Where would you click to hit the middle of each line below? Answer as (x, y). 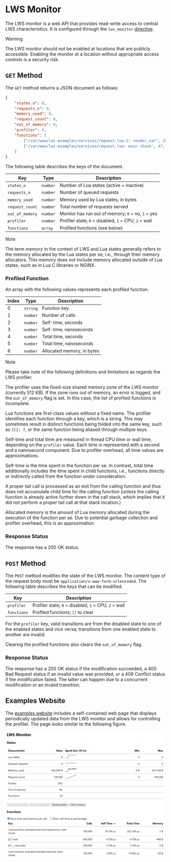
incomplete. (18, 403)
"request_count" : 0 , (36, 119)
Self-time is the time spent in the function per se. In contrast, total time (79, 466)
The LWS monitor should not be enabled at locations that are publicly (78, 48)
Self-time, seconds (62, 322)
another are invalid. (25, 634)
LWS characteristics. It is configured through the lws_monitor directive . (80, 29)
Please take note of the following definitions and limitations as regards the (83, 372)
